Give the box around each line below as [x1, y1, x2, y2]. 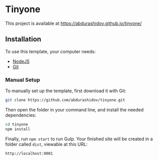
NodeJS [12, 58, 30, 64]
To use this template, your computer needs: [5, 48, 96, 54]
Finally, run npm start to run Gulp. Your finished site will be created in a [5, 136, 153, 142]
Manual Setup [5, 76, 40, 83]
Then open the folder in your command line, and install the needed [5, 106, 144, 112]
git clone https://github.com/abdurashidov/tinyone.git [5, 98, 125, 103]
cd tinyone [5, 122, 28, 127]
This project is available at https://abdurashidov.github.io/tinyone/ [5, 20, 142, 26]
